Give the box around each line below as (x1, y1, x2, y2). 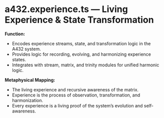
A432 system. (12, 46, 41, 52)
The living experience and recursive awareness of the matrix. (12, 86, 139, 92)
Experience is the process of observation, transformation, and (12, 92, 140, 98)
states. (12, 56, 26, 62)
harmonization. (12, 97, 44, 103)
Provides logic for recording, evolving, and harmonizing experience (12, 51, 151, 57)
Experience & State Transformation (5, 14, 154, 26)
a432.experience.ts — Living (5, 4, 128, 15)
